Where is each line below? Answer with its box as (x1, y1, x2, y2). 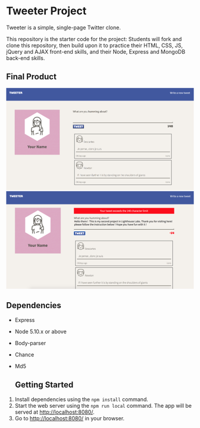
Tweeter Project (6, 4, 87, 18)
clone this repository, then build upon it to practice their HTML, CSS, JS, (6, 42, 183, 49)
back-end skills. (6, 54, 45, 61)
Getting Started (14, 380, 74, 390)
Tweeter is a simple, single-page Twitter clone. (6, 24, 121, 31)
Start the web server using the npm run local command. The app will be (14, 402, 192, 409)
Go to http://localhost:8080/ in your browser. (14, 414, 125, 421)
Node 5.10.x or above (14, 328, 67, 335)
